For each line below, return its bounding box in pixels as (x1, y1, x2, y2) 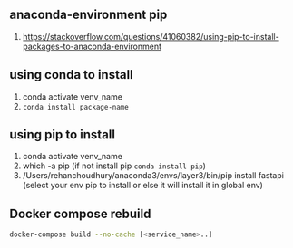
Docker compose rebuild (9, 205, 151, 221)
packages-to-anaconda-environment (22, 41, 161, 52)
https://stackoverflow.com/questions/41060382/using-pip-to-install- (22, 31, 279, 42)
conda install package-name (22, 102, 129, 111)
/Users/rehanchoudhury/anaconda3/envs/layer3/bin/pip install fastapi (22, 170, 284, 181)
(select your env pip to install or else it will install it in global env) (22, 180, 263, 191)
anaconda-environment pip (9, 7, 168, 23)
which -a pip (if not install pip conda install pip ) (22, 160, 207, 171)
